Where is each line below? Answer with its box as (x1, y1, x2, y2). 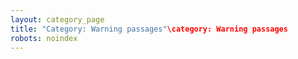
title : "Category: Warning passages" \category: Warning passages (10, 24, 288, 34)
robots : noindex (10, 33, 78, 43)
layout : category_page (10, 14, 105, 25)
